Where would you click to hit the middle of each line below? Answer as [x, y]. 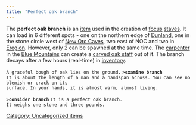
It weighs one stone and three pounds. [56, 105]
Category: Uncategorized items [45, 115]
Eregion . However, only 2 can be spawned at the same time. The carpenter [98, 48]
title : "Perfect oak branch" [42, 12]
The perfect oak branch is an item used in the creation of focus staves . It [96, 29]
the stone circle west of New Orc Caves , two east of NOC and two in [90, 41]
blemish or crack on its [37, 83]
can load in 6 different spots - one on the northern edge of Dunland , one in [98, 35]
